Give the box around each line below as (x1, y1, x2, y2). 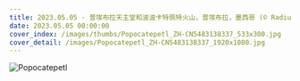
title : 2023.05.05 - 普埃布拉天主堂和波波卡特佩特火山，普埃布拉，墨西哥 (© (9, 12, 268, 22)
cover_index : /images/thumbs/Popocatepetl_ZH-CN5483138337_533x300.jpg (9, 29, 281, 38)
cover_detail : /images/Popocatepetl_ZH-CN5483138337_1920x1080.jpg (9, 37, 266, 47)
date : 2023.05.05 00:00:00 (9, 21, 110, 30)
